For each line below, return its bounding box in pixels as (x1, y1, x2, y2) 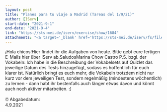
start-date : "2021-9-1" (5, 21, 55, 26)
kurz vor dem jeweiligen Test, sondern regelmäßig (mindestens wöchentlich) (5, 75, 162, 81)
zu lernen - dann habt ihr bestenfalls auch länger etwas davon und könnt (5, 80, 154, 86)
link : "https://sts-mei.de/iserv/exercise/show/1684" (5, 30, 119, 35)
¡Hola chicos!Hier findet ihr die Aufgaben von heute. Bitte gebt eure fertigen (5, 48, 160, 55)
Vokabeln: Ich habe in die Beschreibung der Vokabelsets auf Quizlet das (5, 59, 153, 65)
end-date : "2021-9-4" (5, 26, 50, 31)
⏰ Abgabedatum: (5, 96, 40, 102)
